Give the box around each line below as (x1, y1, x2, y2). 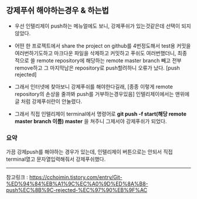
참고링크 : (6, 174, 28, 181)
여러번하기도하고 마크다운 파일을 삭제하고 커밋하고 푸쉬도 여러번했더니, (14, 49, 176, 57)
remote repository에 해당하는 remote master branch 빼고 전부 (36, 57, 182, 64)
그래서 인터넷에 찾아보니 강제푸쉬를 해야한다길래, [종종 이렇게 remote (14, 83, 173, 90)
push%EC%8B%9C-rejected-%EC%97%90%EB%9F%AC (6, 187, 148, 194)
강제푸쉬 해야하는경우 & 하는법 (6, 5, 110, 16)
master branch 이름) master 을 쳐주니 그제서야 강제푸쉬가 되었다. (14, 117, 167, 125)
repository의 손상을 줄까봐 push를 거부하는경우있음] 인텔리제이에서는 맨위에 (14, 90, 189, 97)
